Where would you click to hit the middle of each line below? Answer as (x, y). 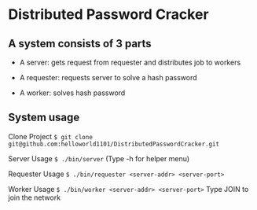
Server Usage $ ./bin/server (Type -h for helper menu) (99, 158)
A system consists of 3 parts (80, 44)
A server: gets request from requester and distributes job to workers (130, 62)
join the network (35, 197)
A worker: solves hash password (72, 93)
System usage (44, 118)
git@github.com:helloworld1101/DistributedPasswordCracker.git (114, 144)
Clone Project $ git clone (50, 136)
